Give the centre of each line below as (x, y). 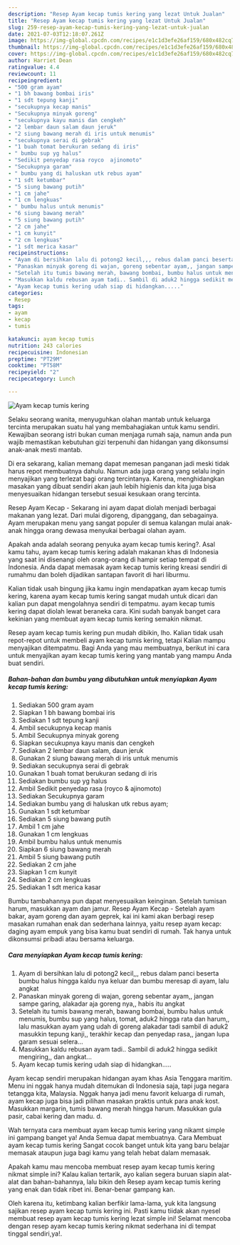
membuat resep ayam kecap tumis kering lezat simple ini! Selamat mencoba (119, 1218)
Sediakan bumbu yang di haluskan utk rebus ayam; (93, 804)
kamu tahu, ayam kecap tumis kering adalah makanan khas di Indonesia (114, 551)
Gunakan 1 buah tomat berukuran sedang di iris (88, 773)
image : (18, 41)
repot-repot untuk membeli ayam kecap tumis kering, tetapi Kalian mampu (117, 640)
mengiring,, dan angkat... (55, 1056)
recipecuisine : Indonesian (48, 352)
